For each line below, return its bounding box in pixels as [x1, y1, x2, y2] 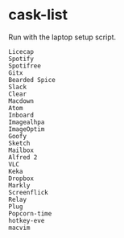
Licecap [8, 47, 35, 55]
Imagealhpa [8, 118, 45, 126]
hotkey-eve [8, 216, 45, 224]
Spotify [8, 55, 35, 63]
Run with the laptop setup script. [8, 32, 117, 42]
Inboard [8, 111, 35, 119]
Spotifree [8, 62, 42, 70]
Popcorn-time [8, 209, 52, 218]
